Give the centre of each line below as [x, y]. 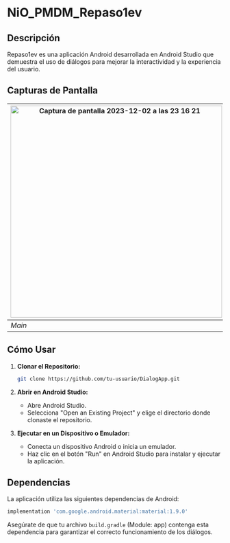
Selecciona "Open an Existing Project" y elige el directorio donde [119, 413]
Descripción [34, 38]
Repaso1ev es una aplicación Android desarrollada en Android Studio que [111, 54]
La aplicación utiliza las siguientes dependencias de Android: [93, 499]
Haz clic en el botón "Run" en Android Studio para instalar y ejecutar [124, 454]
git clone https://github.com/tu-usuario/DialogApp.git [98, 379]
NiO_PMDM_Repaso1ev [75, 13]
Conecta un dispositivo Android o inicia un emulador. [102, 446]
